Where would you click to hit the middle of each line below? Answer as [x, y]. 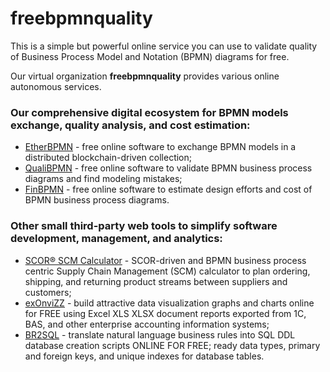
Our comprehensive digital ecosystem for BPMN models [149, 112]
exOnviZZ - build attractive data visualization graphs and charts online [169, 303]
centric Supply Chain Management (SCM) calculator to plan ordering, [167, 271]
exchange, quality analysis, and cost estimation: [130, 125]
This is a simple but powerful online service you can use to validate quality [164, 46]
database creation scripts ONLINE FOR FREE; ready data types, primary [172, 345]
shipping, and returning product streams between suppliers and [156, 281]
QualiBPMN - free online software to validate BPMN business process [168, 168]
